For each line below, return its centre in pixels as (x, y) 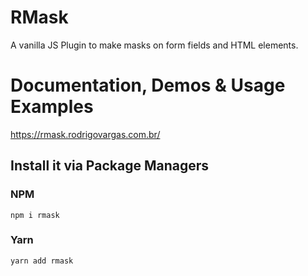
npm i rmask (35, 215)
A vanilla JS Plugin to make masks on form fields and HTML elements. (154, 45)
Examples (52, 107)
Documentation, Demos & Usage (148, 85)
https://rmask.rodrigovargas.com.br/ (85, 134)
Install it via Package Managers (109, 166)
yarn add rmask (42, 261)
